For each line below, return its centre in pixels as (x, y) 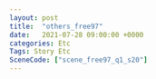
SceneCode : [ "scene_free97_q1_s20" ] (78, 60)
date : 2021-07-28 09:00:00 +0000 (77, 35)
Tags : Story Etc (40, 52)
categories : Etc (40, 43)
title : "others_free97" (56, 26)
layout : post (34, 18)
